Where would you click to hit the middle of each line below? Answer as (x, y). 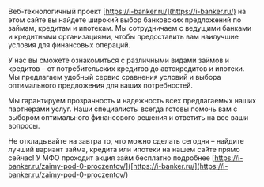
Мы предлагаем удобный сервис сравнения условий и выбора (115, 77)
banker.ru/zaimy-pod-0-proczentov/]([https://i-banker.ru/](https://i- (118, 166)
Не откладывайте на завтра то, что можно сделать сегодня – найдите (126, 141)
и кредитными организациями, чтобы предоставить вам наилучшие (124, 36)
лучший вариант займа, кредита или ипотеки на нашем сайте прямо (124, 150)
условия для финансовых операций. (69, 45)
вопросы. (24, 126)
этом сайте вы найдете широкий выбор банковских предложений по (125, 20)
